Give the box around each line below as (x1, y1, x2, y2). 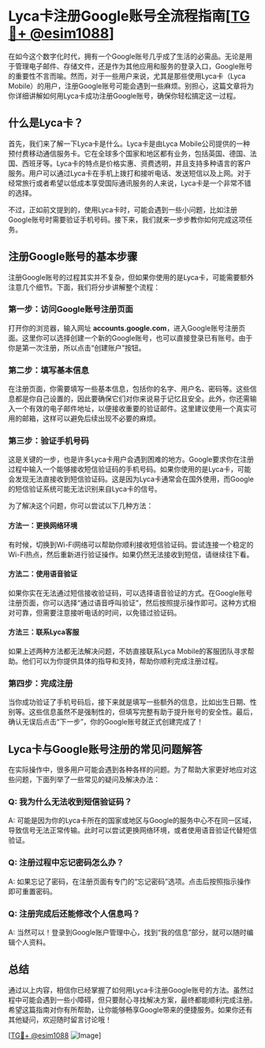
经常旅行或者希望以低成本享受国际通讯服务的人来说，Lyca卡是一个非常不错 (8, 178, 252, 188)
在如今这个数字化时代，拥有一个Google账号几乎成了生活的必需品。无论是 (8, 51, 246, 61)
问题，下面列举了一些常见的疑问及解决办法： (14, 775, 160, 784)
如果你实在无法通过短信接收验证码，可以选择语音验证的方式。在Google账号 (8, 588, 253, 597)
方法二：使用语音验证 (8, 569, 77, 578)
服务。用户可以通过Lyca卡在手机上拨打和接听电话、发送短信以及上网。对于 (8, 168, 252, 178)
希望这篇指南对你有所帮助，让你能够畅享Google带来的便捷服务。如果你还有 (8, 1005, 253, 1014)
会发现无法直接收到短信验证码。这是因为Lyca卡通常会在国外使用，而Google (8, 474, 254, 484)
